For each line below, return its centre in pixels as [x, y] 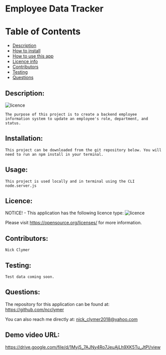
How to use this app [33, 56]
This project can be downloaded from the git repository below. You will [83, 150]
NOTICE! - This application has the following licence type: [64, 213]
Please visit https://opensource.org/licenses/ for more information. [74, 223]
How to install [26, 51]
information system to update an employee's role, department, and [77, 119]
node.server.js [21, 186]
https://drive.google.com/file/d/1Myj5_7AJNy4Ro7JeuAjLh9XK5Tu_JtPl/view [83, 347]
